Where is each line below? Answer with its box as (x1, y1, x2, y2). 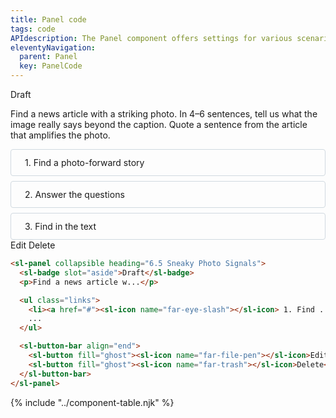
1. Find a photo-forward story (24, 157, 145, 168)
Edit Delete (10, 239, 56, 251)
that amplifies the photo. (10, 129, 111, 141)
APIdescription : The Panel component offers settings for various (10, 33, 293, 43)
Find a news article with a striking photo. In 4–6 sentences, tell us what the (10, 108, 318, 120)
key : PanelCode (19, 61, 83, 71)
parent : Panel (19, 52, 78, 62)
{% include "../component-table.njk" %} (10, 396, 175, 408)
